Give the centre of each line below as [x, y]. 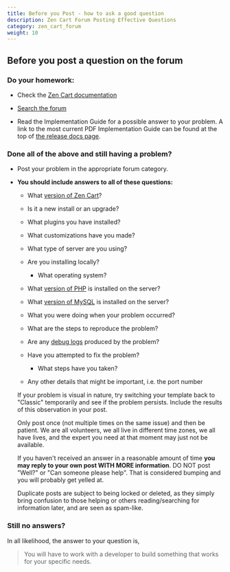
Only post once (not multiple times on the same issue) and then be [111, 423]
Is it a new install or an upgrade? [73, 209]
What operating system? [72, 275]
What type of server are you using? [77, 249]
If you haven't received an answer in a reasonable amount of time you [116, 458]
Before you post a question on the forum [95, 60]
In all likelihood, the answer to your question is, [73, 540]
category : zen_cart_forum [44, 26]
